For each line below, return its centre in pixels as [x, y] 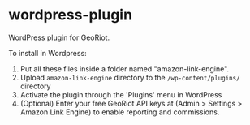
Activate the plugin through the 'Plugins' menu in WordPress [121, 94]
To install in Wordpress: [47, 53]
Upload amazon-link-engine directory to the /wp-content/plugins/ [130, 77]
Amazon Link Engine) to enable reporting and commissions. [120, 112]
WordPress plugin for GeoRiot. [59, 37]
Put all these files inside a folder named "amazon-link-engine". [125, 69]
